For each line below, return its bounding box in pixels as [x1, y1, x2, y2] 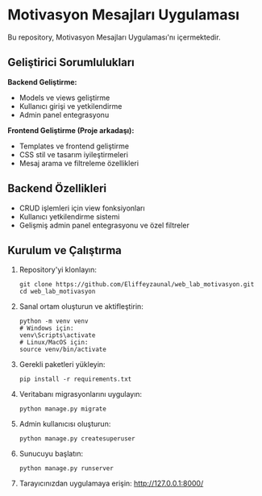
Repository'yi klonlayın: [19, 265, 98, 275]
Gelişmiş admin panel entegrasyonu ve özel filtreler [19, 220, 190, 230]
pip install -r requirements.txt [19, 375, 132, 384]
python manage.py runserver [19, 465, 114, 473]
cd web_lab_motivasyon [19, 288, 96, 296]
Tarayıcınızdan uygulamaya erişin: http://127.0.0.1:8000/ [19, 478, 204, 489]
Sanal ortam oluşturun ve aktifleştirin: [19, 302, 144, 311]
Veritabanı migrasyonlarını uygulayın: [19, 390, 143, 399]
